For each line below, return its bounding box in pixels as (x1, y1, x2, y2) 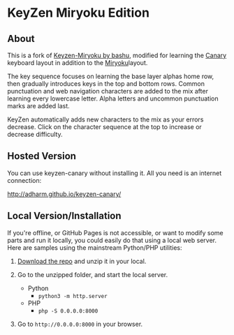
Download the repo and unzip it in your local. (17, 257, 147, 265)
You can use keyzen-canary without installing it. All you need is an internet (7, 169, 222, 177)
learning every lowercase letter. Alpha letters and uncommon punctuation (7, 94, 219, 103)
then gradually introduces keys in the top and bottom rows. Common (7, 80, 205, 88)
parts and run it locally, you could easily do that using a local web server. (7, 236, 217, 244)
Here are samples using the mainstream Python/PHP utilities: (7, 243, 183, 252)
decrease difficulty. (7, 131, 63, 138)
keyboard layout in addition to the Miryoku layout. (7, 59, 148, 67)
